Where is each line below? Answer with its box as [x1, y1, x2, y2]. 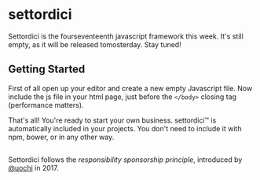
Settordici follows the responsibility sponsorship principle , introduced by [8, 155, 243, 164]
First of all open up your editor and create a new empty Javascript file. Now [8, 83, 253, 93]
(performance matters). [8, 100, 84, 109]
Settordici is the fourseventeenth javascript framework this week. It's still [8, 31, 244, 41]
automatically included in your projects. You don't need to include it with [8, 123, 242, 133]
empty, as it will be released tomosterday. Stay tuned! [8, 39, 182, 49]
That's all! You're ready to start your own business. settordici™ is [8, 116, 217, 125]
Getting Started [8, 63, 86, 76]
